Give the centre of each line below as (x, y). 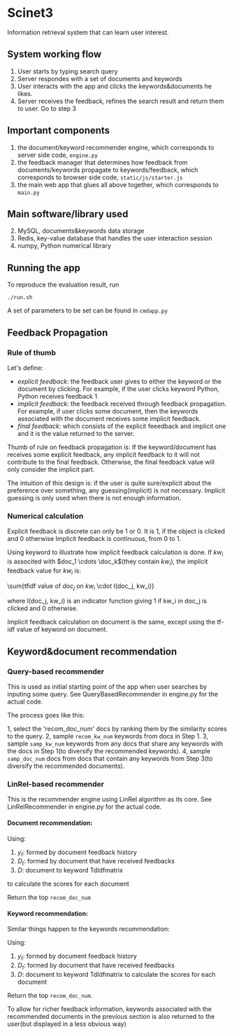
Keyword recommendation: (48, 913)
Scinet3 (30, 13)
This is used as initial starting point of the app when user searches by (107, 687)
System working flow (54, 54)
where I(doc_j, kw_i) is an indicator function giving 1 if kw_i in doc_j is (107, 601)
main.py (28, 193)
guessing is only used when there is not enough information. (94, 498)
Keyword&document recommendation (92, 651)
